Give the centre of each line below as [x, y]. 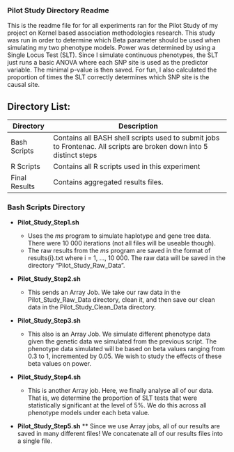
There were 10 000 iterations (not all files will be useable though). [122, 243]
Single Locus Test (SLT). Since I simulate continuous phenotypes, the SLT [113, 55]
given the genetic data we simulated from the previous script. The [122, 341]
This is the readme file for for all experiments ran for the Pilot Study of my [112, 26]
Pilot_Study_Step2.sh [49, 279]
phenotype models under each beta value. [88, 413]
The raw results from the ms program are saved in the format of [119, 251]
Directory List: [39, 106]
